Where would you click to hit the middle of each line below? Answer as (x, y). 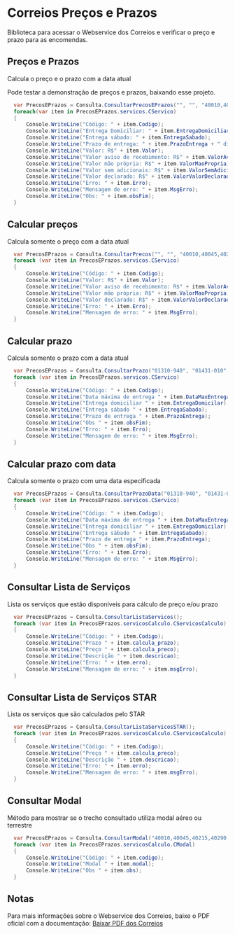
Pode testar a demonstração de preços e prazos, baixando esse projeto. (111, 92)
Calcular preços (43, 224)
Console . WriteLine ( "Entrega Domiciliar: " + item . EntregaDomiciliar (128, 131)
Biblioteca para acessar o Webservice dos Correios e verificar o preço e (111, 32)
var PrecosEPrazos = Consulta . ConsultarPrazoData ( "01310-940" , (107, 494)
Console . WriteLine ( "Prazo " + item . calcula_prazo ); (102, 643)
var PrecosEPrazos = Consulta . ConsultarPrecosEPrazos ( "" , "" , (106, 105)
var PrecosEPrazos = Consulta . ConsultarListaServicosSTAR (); (105, 727)
